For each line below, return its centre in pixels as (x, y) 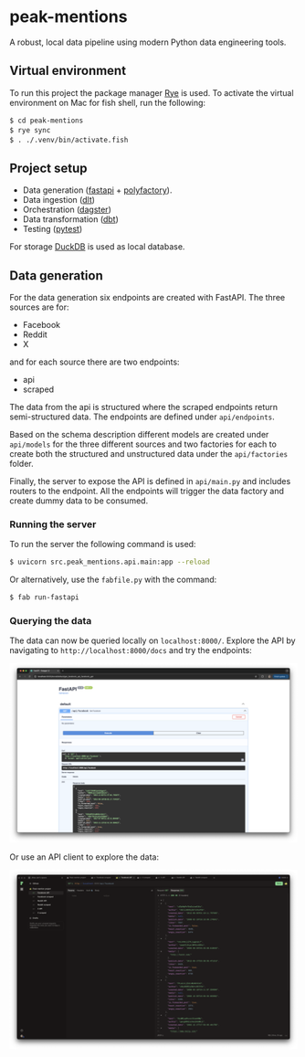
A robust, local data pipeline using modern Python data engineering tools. (148, 42)
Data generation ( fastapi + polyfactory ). (97, 190)
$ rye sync (30, 130)
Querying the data (51, 620)
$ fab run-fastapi (44, 597)
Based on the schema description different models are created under (139, 434)
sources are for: (40, 307)
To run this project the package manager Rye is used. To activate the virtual (152, 92)
